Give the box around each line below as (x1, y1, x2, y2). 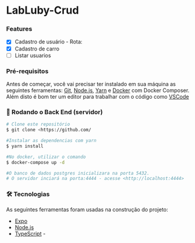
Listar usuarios (14, 52, 52, 59)
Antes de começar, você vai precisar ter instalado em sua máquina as (6, 80, 176, 87)
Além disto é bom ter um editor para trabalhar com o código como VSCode (6, 93, 190, 100)
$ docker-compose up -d (6, 159, 65, 165)
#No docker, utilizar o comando (6, 154, 86, 160)
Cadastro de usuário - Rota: (14, 38, 83, 45)
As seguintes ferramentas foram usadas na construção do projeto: (6, 206, 168, 213)
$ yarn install (6, 143, 44, 149)
